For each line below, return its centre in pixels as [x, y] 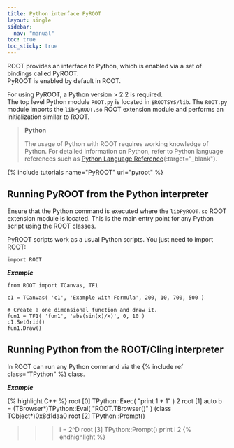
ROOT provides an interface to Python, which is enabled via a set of [105, 66]
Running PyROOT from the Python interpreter [108, 194]
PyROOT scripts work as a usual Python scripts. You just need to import [110, 239]
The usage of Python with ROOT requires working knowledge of [116, 144]
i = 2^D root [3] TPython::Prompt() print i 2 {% [125, 429]
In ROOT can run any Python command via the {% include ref [95, 366]
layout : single [29, 20]
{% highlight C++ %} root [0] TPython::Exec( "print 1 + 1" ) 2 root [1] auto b [115, 401]
